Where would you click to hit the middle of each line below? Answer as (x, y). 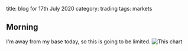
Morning (22, 27)
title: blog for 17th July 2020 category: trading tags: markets (79, 9)
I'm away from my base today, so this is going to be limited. (78, 42)
